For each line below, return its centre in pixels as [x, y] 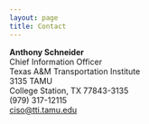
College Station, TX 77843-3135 [69, 91]
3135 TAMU [31, 81]
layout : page [34, 18]
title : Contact [38, 26]
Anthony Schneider [47, 52]
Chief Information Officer [56, 62]
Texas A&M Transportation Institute [75, 71]
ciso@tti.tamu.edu [43, 110]
